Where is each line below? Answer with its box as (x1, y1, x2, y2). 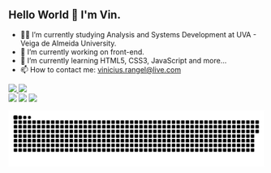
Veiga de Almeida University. (19, 38, 117, 48)
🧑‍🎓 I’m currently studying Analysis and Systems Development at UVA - (19, 29, 257, 39)
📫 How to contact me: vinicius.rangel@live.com (19, 64, 181, 74)
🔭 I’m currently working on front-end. (19, 46, 144, 57)
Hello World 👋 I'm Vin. (8, 8, 122, 22)
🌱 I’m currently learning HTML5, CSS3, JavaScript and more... (19, 55, 227, 65)
